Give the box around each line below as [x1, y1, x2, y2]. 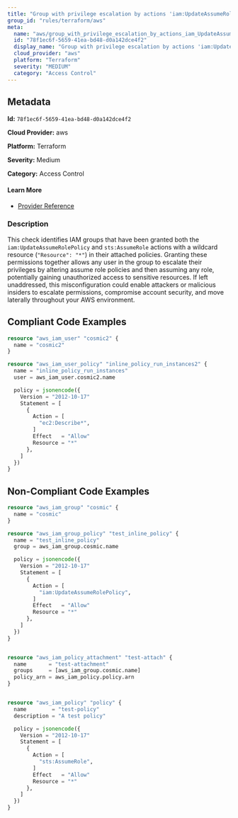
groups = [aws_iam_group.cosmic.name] [13, 667, 141, 674]
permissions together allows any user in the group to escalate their [7, 258, 203, 266]
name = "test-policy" [13, 705, 100, 712]
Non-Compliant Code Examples [7, 485, 150, 497]
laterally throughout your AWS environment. [7, 295, 135, 304]
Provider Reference [17, 201, 74, 210]
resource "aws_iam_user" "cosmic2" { [7, 334, 119, 342]
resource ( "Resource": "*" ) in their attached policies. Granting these [7, 250, 208, 259]
